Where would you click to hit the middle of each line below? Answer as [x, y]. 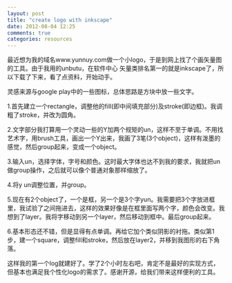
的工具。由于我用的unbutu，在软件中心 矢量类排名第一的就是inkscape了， [113, 68]
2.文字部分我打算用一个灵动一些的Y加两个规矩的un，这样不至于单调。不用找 [115, 130]
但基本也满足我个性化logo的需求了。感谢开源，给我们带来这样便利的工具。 [113, 272]
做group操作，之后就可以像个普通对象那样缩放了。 [79, 170]
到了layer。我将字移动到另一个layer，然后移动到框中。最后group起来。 [114, 217]
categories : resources [40, 39]
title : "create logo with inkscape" [60, 20]
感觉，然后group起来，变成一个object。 [64, 147]
